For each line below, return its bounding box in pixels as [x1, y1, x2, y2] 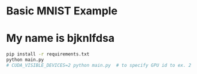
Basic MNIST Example [6, 4, 118, 18]
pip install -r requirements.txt [6, 51, 90, 57]
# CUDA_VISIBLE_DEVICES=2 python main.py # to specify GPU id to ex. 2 [6, 62, 192, 68]
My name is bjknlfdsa [6, 32, 115, 45]
